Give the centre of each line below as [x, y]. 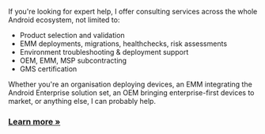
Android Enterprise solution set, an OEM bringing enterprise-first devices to [131, 93]
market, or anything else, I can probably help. [82, 101]
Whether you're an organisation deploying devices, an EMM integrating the [131, 84]
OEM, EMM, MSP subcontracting [73, 60]
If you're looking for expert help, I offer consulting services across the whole [133, 11]
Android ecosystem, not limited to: [64, 20]
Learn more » [34, 121]
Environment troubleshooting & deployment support [104, 52]
